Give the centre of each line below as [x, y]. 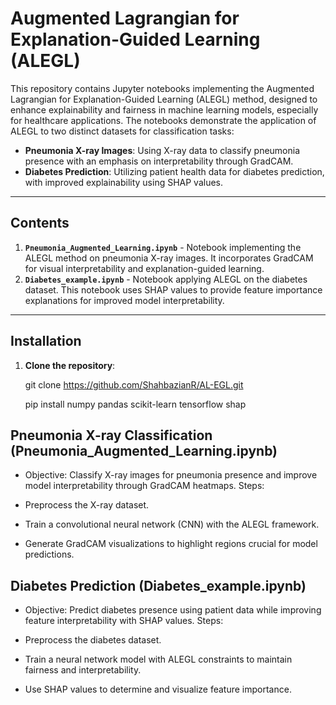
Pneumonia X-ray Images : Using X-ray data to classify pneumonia [162, 150]
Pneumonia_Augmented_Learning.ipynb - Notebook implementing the [163, 247]
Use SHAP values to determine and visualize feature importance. [158, 689]
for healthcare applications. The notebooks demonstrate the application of [163, 120]
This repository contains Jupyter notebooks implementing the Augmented [162, 88]
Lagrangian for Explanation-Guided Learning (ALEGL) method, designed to [164, 99]
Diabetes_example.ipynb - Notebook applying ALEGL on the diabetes [166, 279]
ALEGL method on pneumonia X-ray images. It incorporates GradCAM [169, 258]
